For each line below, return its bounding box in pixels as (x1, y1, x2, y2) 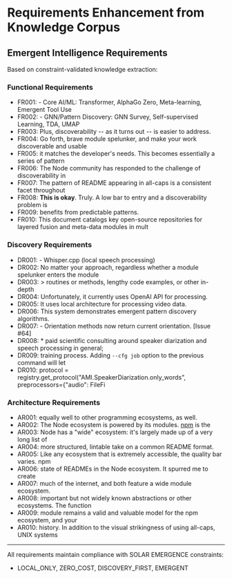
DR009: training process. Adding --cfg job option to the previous (17, 351, 204, 360)
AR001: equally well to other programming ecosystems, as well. (17, 413, 198, 422)
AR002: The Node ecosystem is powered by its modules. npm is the (17, 420, 211, 429)
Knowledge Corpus (7, 19, 121, 35)
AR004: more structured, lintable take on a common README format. (17, 442, 214, 451)
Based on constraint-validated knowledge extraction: (7, 66, 158, 73)
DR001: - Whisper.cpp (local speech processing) (17, 255, 155, 264)
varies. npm (17, 457, 51, 465)
